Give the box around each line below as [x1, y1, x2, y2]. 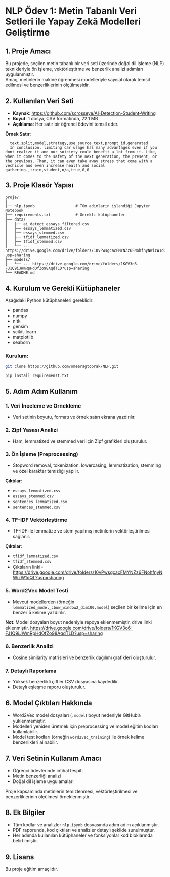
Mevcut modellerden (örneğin [12, 599, 75, 605]
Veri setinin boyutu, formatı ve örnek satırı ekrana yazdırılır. [12, 414, 136, 420]
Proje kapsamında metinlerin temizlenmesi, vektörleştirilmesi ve [5, 788, 138, 794]
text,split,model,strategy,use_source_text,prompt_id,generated [10, 140, 148, 146]
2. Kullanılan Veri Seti [5, 97, 74, 105]
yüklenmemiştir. [12, 717, 46, 724]
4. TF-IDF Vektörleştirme [5, 516, 67, 523]
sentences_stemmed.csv [12, 505, 61, 510]
